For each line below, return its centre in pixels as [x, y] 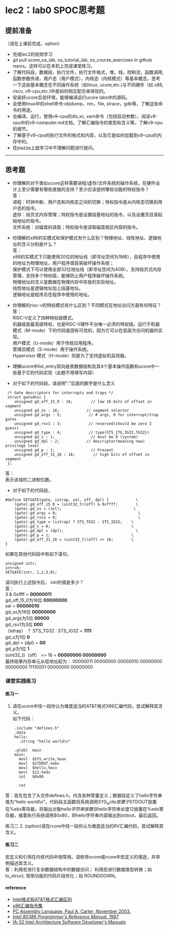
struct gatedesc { [27, 397]
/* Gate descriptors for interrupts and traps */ [60, 393]
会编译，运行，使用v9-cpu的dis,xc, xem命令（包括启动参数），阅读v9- [85, 116]
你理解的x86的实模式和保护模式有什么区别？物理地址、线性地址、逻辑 [85, 238]
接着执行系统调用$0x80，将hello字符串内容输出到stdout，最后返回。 [90, 815]
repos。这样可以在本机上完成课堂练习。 [54, 66]
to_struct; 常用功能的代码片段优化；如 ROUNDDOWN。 [62, 876]
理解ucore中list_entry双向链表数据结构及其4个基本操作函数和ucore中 [84, 366]
